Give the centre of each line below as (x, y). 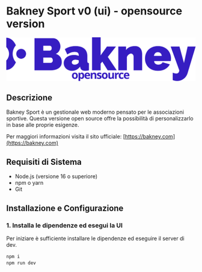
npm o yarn (29, 183)
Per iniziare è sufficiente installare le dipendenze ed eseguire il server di (95, 238)
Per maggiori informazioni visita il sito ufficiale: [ (66, 137)
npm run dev (21, 263)
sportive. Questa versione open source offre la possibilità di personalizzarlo (100, 119)
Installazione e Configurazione (65, 208)
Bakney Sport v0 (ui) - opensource (94, 11)
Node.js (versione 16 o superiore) (56, 176)
